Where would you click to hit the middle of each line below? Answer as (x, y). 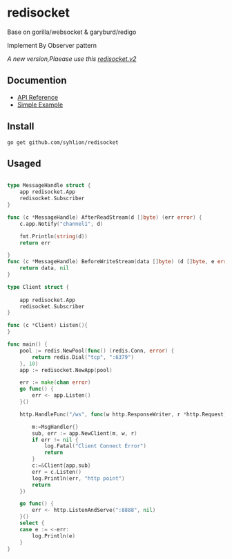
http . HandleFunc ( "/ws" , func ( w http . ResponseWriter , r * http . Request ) (123, 414)
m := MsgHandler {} (55, 427)
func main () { (28, 344)
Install (21, 126)
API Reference (38, 97)
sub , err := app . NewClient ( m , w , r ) (85, 433)
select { (32, 523)
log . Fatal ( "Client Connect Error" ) (95, 446)
